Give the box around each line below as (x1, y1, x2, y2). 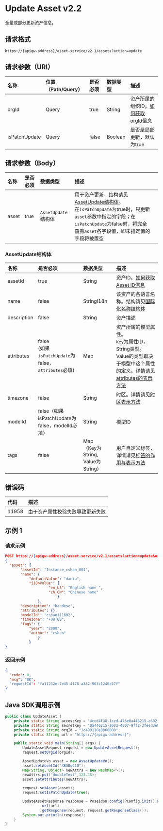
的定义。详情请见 (116, 367, 155, 374)
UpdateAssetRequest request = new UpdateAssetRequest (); (22, 745, 140, 750)
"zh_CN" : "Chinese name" (48, 590, 98, 595)
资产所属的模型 (116, 323, 150, 330)
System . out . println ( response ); (22, 813, 86, 817)
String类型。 (116, 345, 145, 352)
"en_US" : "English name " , (48, 585, 103, 591)
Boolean (106, 133, 126, 140)
